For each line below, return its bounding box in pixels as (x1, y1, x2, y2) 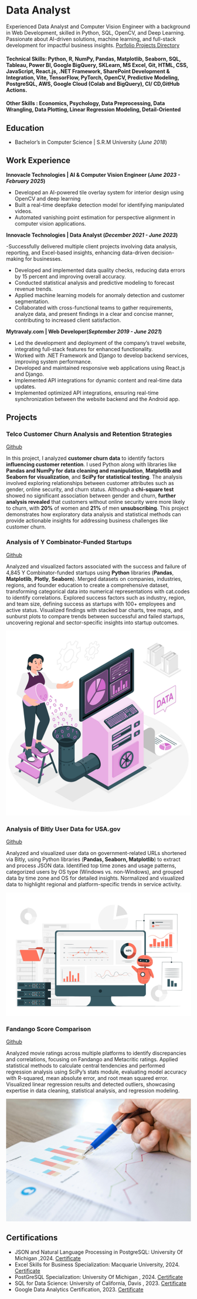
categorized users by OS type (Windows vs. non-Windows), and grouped (6, 869, 184, 876)
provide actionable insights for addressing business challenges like (6, 517, 168, 524)
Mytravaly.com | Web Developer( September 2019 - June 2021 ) (6, 328, 162, 335)
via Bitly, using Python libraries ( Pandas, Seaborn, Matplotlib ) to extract (6, 856, 181, 863)
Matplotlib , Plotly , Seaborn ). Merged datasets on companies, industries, (6, 575, 183, 582)
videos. (14, 207, 33, 214)
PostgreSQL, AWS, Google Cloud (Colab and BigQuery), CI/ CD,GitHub (6, 80, 180, 87)
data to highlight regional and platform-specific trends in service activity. (6, 881, 182, 888)
